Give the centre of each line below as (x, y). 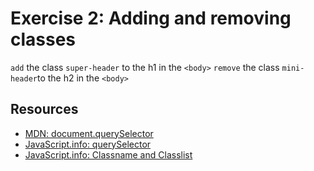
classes (43, 39)
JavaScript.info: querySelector (88, 144)
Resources (44, 109)
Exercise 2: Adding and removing (151, 18)
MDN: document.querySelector (89, 133)
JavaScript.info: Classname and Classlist (108, 154)
